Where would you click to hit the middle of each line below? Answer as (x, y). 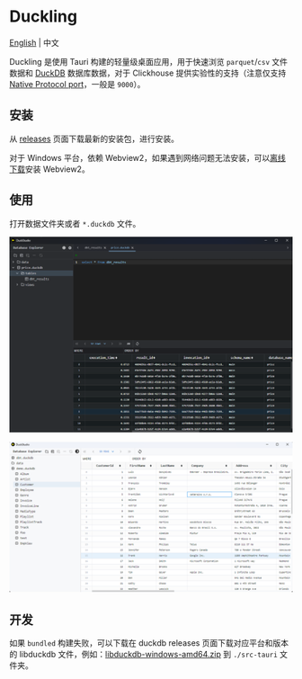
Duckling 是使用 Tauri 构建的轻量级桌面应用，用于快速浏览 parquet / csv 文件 (148, 61)
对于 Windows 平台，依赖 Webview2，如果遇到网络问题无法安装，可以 (140, 157)
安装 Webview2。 (58, 169)
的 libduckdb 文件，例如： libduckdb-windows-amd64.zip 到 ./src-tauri (144, 655)
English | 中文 (35, 42)
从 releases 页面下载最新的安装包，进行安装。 (94, 138)
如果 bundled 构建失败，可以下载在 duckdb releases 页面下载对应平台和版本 (149, 643)
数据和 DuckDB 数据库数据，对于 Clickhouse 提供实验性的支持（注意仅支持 (148, 73)
